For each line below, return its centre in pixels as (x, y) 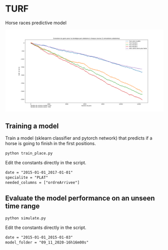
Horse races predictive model (36, 23)
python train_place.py (29, 153)
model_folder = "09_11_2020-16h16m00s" (47, 242)
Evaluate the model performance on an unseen (80, 198)
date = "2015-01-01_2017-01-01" (39, 173)
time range (23, 206)
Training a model (32, 126)
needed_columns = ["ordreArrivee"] (43, 183)
